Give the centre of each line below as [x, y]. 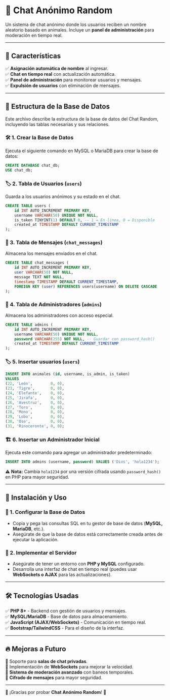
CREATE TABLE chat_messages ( [37, 263]
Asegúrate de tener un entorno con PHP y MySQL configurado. [79, 564]
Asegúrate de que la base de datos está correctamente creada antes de [88, 534]
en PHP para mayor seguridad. [37, 477]
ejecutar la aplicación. [35, 539]
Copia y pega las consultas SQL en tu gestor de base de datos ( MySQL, [88, 523]
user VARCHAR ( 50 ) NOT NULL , [44, 272]
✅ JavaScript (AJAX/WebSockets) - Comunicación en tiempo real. [76, 622]
